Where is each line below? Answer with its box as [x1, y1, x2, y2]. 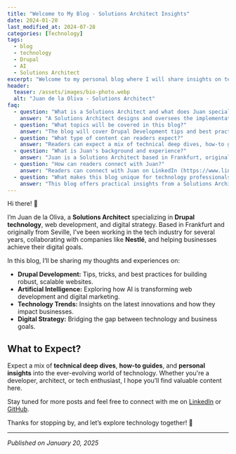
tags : [7, 37, 23, 44]
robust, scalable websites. [17, 278, 93, 286]
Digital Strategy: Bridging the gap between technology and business [17, 315, 218, 323]
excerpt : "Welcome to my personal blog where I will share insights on [7, 75, 221, 83]
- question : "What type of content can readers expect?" [13, 134, 184, 141]
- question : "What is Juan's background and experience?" [13, 148, 188, 155]
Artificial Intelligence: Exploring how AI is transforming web [17, 285, 192, 294]
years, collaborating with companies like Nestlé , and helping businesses [7, 235, 217, 244]
